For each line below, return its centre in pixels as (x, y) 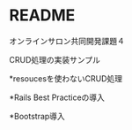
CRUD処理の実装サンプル (55, 59)
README (42, 15)
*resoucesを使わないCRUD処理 (66, 78)
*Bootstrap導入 (37, 116)
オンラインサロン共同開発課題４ (67, 41)
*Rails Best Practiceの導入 (57, 97)
